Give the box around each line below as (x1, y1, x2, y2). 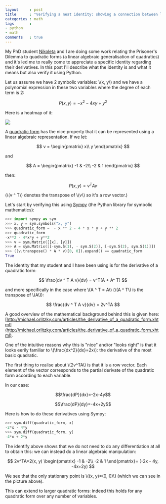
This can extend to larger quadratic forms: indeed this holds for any (5, 488, 142, 494)
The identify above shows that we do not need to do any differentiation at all (5, 443, 161, 449)
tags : (5, 21, 32, 26)
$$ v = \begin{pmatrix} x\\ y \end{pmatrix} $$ (36, 143, 130, 149)
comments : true (5, 35, 43, 40)
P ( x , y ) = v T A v (69, 182, 97, 189)
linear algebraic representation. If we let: (5, 134, 87, 140)
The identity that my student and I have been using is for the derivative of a (5, 262, 158, 268)
